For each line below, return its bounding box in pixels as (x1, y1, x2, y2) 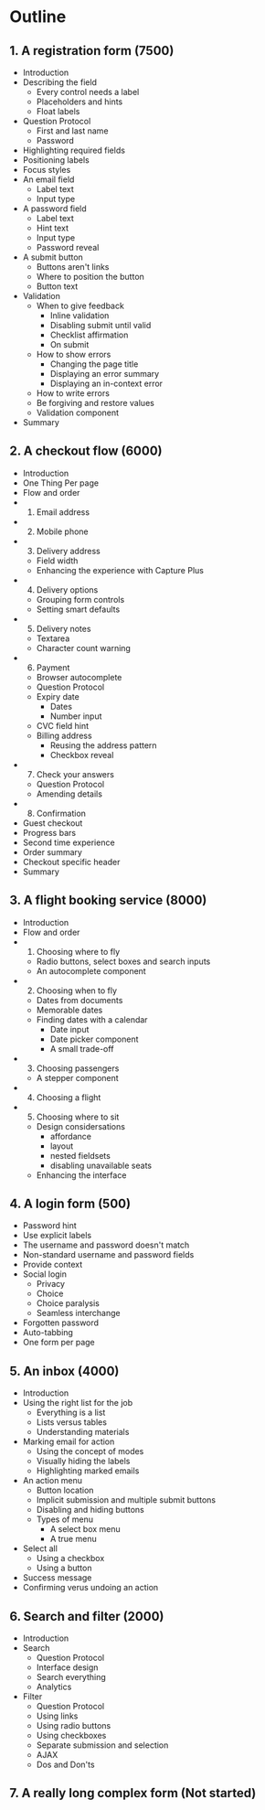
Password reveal (36, 242, 100, 252)
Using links (36, 1710, 79, 1721)
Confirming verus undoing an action (22, 1582, 159, 1593)
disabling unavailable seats (49, 1160, 153, 1171)
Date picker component (49, 1034, 139, 1044)
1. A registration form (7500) (9, 43, 175, 59)
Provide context (22, 1259, 83, 1270)
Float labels (36, 106, 80, 116)
